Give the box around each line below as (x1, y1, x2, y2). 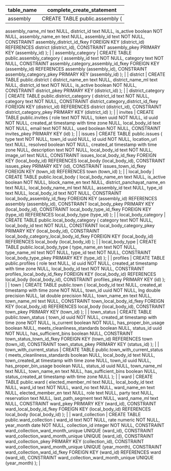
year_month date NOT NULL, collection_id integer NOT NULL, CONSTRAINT (5, 422, 165, 428)
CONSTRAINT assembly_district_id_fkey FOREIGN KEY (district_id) (5, 39, 145, 45)
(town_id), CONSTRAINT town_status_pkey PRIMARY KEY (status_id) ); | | (5, 341, 159, 347)
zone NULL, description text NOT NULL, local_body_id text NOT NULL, (5, 147, 153, 153)
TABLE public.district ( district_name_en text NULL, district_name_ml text (5, 77, 158, 83)
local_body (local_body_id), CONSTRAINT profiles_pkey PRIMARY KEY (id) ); (5, 276, 166, 282)
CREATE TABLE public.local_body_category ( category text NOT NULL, (5, 217, 153, 223)
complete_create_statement (47, 7, 117, 13)
